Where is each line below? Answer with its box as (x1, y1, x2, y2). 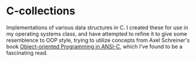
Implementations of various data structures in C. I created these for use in (6, 24, 189, 31)
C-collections (6, 4, 76, 18)
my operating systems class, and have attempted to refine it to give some (6, 30, 188, 37)
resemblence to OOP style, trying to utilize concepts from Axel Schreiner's (6, 36, 190, 44)
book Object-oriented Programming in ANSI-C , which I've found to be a (6, 43, 183, 50)
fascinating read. (6, 49, 48, 56)
